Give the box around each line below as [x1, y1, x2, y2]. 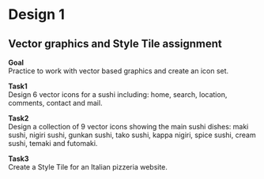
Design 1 [8, 6, 65, 24]
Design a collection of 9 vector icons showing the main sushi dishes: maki [8, 122, 249, 131]
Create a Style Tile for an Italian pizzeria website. [8, 162, 168, 171]
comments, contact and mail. [8, 99, 103, 107]
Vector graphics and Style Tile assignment [8, 37, 223, 50]
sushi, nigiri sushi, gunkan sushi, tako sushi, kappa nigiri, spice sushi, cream [8, 130, 256, 140]
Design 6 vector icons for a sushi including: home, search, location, [8, 90, 228, 99]
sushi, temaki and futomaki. [8, 139, 98, 147]
